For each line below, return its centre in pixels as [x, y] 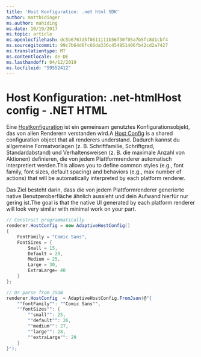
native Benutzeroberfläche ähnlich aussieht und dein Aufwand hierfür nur [97, 196]
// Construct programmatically [45, 220]
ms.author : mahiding [32, 23]
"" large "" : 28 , [47, 332]
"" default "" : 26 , [49, 321]
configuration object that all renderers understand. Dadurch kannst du [93, 140]
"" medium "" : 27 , [48, 326]
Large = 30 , [43, 265]
